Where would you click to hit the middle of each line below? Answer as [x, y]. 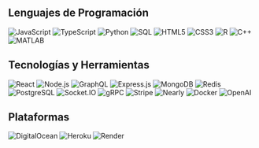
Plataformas [39, 117]
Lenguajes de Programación [79, 13]
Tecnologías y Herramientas [79, 65]
